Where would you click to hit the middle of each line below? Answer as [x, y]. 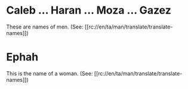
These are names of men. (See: [45, 27]
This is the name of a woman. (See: [50, 73]
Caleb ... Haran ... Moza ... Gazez [89, 10]
